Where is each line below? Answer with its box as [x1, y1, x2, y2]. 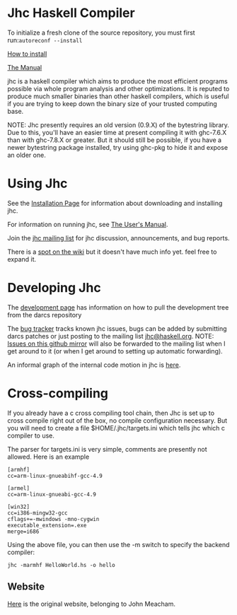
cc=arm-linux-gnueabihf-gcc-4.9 [7, 472, 103, 479]
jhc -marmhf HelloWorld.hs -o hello [7, 561, 115, 568]
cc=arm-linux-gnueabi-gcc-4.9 [7, 491, 97, 498]
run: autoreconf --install [7, 35, 83, 44]
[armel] [7, 484, 30, 492]
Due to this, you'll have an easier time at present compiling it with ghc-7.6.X [7, 128, 227, 136]
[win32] [7, 503, 30, 510]
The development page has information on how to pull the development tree [7, 303, 229, 312]
